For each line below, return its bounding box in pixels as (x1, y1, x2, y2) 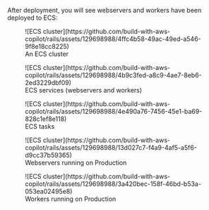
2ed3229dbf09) (25, 78, 72, 87)
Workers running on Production (25, 194, 117, 203)
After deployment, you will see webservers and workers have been (7, 6, 202, 14)
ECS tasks (25, 122, 55, 130)
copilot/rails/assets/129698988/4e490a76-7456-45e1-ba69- (25, 107, 203, 115)
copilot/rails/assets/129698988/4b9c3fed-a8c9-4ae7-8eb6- (25, 71, 203, 79)
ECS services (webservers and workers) (25, 86, 143, 94)
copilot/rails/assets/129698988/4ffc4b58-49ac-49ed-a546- (25, 35, 201, 43)
